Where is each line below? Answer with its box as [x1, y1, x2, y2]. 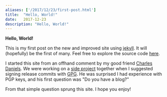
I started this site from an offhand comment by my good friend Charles [5, 60, 153, 66]
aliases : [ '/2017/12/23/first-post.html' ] [5, 7, 96, 13]
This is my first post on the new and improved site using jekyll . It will [5, 45, 147, 51]
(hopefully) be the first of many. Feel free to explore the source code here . [5, 51, 160, 57]
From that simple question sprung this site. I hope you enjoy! [5, 86, 132, 92]
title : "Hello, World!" [5, 12, 58, 17]
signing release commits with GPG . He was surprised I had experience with [5, 71, 162, 77]
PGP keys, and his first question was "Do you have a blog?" [5, 76, 129, 82]
